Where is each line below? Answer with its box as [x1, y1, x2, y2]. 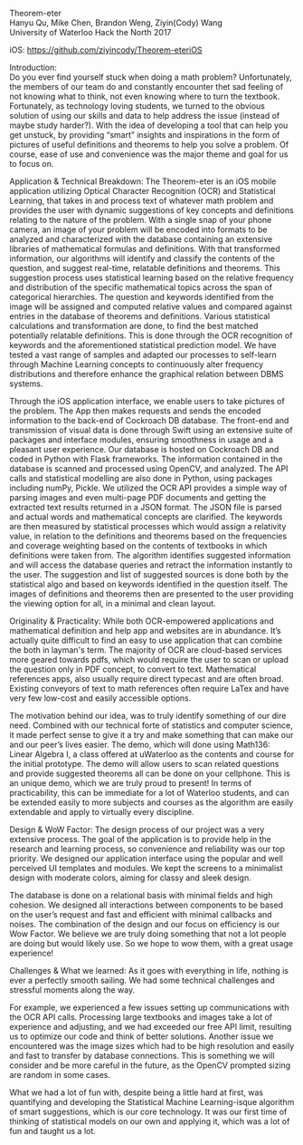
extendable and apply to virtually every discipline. [9, 807, 194, 817]
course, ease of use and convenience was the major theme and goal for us [9, 149, 289, 160]
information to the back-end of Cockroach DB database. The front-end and [9, 415, 289, 425]
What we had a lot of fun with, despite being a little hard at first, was [9, 1087, 264, 1098]
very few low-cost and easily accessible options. [9, 693, 192, 703]
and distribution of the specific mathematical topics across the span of [9, 282, 273, 293]
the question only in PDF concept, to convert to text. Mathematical [9, 664, 257, 674]
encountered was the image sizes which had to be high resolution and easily [9, 1041, 295, 1051]
